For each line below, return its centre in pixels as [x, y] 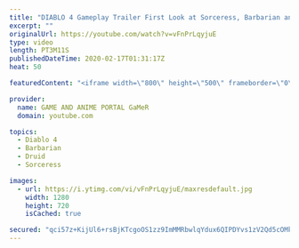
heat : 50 [25, 68]
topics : [24, 132]
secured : [25, 230]
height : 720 [47, 205]
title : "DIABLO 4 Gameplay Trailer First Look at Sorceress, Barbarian [145, 17]
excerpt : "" [31, 26]
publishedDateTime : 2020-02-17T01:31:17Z [87, 59]
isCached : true [53, 214]
